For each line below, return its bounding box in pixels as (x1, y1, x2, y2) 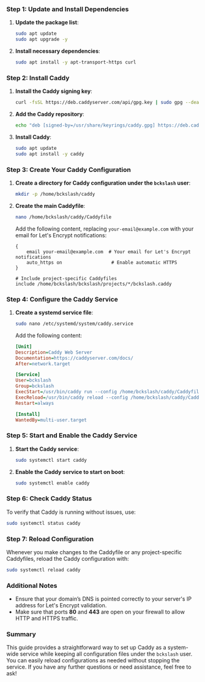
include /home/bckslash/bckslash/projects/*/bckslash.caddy (15, 281, 172, 287)
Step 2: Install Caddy (6, 73, 70, 82)
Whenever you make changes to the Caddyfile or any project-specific (6, 548, 182, 555)
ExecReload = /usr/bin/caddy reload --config (15, 394, 129, 401)
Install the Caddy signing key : (15, 87, 93, 95)
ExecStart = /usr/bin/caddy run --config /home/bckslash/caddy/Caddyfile (15, 389, 202, 395)
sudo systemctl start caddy (15, 457, 87, 463)
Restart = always (15, 400, 54, 406)
